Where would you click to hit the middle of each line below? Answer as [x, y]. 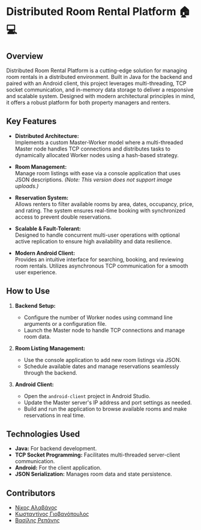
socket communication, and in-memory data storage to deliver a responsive [100, 90]
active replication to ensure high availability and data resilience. [93, 241]
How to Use [28, 291]
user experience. [36, 272]
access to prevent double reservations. [63, 217]
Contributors [31, 493]
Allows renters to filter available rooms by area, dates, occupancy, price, [104, 204]
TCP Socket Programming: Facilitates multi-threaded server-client [97, 455]
